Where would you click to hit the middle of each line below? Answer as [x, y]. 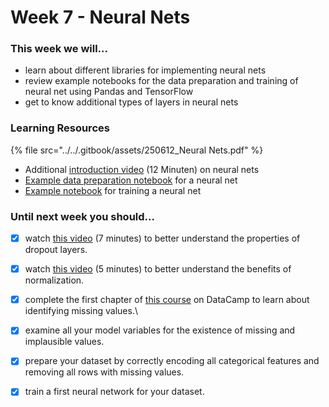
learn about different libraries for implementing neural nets [145, 70]
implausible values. [64, 342]
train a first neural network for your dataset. [114, 392]
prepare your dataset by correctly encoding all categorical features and [172, 361]
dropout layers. [56, 250]
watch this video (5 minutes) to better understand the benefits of [158, 269]
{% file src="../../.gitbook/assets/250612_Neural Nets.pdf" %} [137, 150]
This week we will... [59, 49]
